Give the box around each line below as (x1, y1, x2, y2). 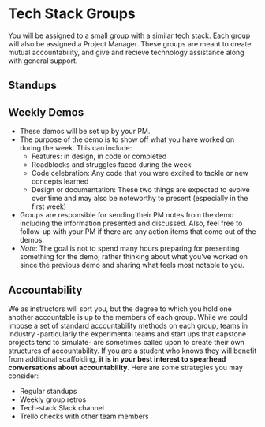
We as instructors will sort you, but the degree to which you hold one (8, 304, 233, 314)
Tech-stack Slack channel (19, 403, 105, 412)
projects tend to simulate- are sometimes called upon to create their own (8, 337, 244, 347)
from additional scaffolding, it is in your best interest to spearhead (8, 354, 226, 363)
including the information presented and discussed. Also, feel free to (19, 218, 243, 228)
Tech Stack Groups (8, 5, 136, 23)
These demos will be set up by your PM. (19, 127, 151, 136)
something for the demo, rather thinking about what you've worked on (19, 252, 248, 262)
